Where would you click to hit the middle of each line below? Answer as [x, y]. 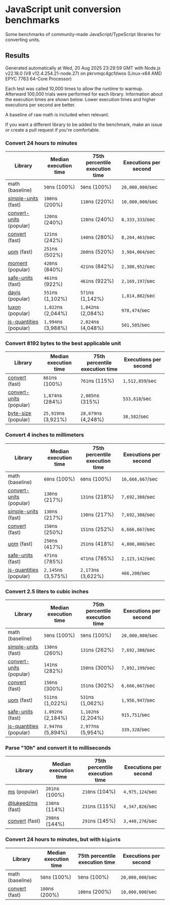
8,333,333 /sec [138, 220]
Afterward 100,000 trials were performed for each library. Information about [84, 94]
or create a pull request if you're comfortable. [53, 130]
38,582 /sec [136, 416]
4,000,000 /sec [138, 544]
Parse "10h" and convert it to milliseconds [58, 747]
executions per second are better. [40, 105]
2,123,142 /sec [138, 558]
